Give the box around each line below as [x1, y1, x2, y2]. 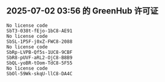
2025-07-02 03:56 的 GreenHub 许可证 [6, 6, 158, 17]
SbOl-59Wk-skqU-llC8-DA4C [6, 70, 72, 76]
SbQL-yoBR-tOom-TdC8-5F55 [6, 60, 72, 66]
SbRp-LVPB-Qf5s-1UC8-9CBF [6, 49, 72, 55]
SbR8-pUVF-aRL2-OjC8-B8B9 [6, 54, 72, 61]
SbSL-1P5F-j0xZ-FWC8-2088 [6, 39, 72, 45]
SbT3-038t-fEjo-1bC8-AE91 [6, 28, 72, 34]
